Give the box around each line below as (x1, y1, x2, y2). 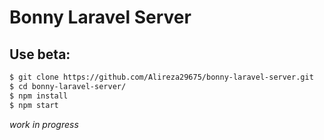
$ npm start (9, 100, 59, 110)
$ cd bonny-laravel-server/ (9, 81, 127, 91)
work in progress (9, 118, 79, 130)
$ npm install (9, 91, 69, 101)
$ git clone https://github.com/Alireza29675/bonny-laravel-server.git (9, 72, 314, 82)
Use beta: (9, 46, 71, 63)
